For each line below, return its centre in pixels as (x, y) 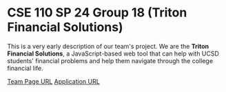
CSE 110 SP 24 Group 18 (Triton (97, 13)
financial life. (25, 68)
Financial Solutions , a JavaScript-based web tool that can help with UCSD (113, 54)
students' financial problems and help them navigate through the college (110, 60)
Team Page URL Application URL (53, 81)
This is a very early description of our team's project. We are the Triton (108, 46)
